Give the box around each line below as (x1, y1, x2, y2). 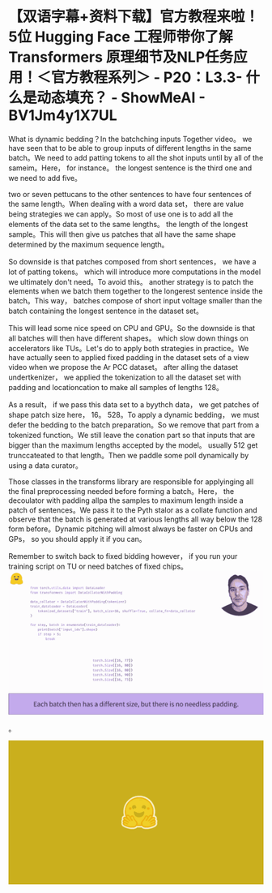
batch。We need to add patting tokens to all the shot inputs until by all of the (8, 152, 264, 162)
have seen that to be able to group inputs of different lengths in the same (8, 143, 252, 152)
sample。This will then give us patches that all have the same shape (8, 229, 236, 239)
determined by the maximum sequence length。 (8, 239, 169, 249)
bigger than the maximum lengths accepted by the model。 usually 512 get (8, 440, 258, 450)
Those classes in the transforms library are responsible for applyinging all (8, 476, 254, 487)
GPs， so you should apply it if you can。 (8, 534, 147, 543)
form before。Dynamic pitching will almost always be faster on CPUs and (8, 524, 253, 534)
